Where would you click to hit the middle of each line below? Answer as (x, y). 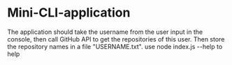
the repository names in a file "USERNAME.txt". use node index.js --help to (115, 46)
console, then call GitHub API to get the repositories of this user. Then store (116, 39)
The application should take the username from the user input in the (105, 32)
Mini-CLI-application (69, 13)
